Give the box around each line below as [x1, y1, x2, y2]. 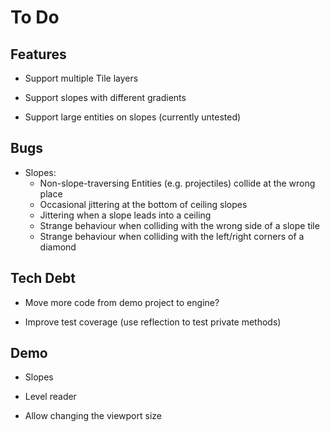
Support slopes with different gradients [24, 92, 187, 103]
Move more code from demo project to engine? [24, 296, 220, 308]
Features [10, 46, 67, 63]
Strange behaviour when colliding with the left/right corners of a [39, 230, 305, 242]
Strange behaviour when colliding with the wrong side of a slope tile [39, 219, 320, 231]
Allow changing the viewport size [24, 410, 162, 422]
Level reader [24, 391, 77, 403]
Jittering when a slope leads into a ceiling [39, 209, 212, 221]
